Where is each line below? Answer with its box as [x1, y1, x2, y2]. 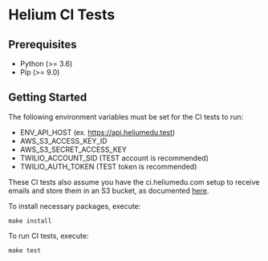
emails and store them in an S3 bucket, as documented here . [8, 186, 209, 195]
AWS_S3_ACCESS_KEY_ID [19, 136, 108, 145]
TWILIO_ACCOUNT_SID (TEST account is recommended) [19, 153, 209, 162]
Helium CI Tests [8, 6, 116, 24]
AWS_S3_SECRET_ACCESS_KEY [19, 145, 127, 154]
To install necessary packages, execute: [8, 201, 141, 210]
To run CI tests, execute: [8, 230, 90, 240]
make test [8, 247, 42, 255]
